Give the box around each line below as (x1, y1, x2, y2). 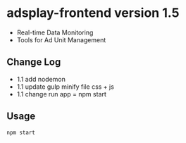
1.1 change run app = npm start (16, 89, 106, 98)
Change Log (6, 56, 61, 68)
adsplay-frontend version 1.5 (6, 5, 180, 21)
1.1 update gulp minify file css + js (16, 82, 114, 91)
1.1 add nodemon (16, 75, 66, 83)
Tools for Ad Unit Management (16, 35, 106, 44)
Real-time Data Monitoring (16, 28, 94, 37)
